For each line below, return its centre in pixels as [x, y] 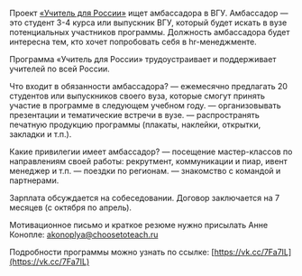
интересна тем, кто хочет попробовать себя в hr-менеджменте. [133, 41]
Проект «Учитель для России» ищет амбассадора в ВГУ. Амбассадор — [149, 13]
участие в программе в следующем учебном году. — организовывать [145, 106]
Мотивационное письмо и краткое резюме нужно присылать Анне [139, 225]
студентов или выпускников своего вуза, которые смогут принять [137, 96]
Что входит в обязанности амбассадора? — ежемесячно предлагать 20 [149, 86]
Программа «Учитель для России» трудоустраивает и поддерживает [143, 59]
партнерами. [34, 180]
